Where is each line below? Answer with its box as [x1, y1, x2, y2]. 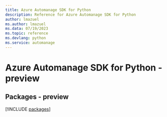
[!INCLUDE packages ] [5, 106, 51, 112]
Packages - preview [5, 93, 69, 101]
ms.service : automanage [5, 40, 55, 45]
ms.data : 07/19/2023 [5, 26, 49, 31]
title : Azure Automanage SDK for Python [5, 7, 92, 13]
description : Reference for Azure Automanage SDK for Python [5, 12, 136, 17]
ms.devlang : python [5, 36, 46, 41]
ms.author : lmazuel [5, 21, 46, 27]
